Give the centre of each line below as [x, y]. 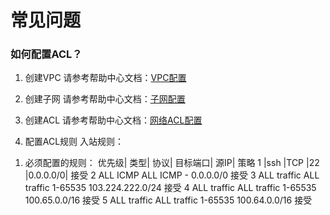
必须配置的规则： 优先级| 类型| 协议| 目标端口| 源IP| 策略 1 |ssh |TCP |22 [172, 163]
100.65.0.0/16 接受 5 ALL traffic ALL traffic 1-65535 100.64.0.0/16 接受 [168, 200]
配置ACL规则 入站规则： [74, 142]
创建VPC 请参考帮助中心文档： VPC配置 [105, 78]
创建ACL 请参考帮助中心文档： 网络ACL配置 [113, 120]
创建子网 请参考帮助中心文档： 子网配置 [105, 99]
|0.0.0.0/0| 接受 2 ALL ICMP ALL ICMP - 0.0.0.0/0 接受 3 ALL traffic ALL [172, 175]
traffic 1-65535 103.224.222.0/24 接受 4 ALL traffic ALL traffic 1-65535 [170, 188]
